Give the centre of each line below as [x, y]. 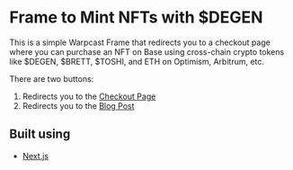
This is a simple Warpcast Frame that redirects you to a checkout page [140, 42]
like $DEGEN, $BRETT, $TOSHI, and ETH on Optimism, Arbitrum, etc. [137, 61]
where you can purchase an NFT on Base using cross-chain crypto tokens [147, 51]
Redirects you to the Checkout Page [89, 96]
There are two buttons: [52, 78]
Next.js [36, 156]
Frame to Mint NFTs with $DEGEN [136, 18]
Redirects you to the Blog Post [78, 105]
